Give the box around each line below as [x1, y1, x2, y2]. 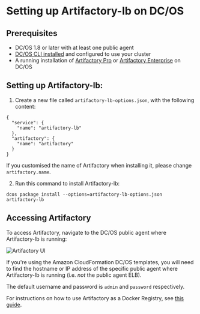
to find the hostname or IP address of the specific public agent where [6, 265, 178, 272]
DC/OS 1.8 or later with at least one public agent [14, 44, 134, 51]
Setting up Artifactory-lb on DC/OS [6, 4, 184, 18]
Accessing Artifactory [6, 213, 91, 223]
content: [14, 103, 36, 110]
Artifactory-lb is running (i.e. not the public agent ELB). [6, 271, 142, 279]
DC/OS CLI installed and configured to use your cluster [14, 50, 151, 58]
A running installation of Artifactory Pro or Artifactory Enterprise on [14, 57, 181, 64]
